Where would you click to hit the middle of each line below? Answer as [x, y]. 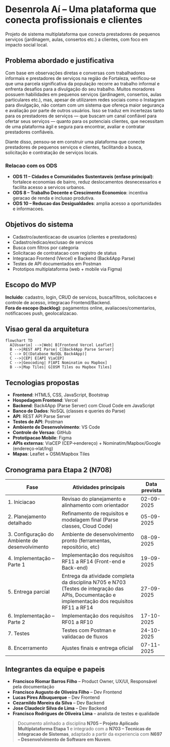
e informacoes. [28, 209]
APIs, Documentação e [89, 595]
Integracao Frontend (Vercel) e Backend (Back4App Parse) [74, 258]
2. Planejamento [27, 517]
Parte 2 [16, 622]
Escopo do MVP [31, 285]
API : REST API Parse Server [41, 416]
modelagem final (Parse [90, 520]
